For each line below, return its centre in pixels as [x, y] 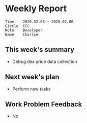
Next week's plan [32, 77]
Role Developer [24, 30]
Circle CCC [17, 26]
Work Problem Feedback [43, 104]
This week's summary [40, 50]
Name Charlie [22, 34]
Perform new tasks [31, 89]
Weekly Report [36, 9]
